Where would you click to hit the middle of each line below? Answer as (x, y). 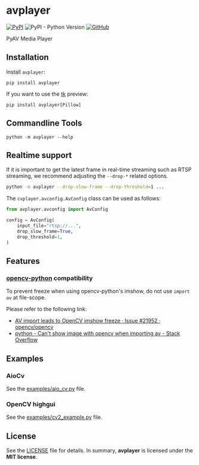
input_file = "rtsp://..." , (49, 226)
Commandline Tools (44, 123)
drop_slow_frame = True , (45, 231)
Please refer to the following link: (47, 309)
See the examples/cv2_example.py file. (54, 417)
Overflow (26, 340)
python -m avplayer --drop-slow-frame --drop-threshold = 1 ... (85, 187)
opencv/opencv (34, 327)
